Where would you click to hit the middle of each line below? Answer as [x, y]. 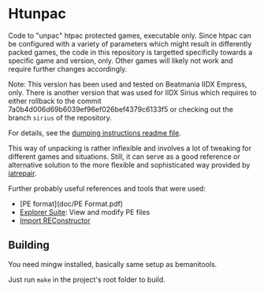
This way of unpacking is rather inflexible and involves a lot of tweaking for [130, 148]
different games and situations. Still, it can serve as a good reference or [124, 156]
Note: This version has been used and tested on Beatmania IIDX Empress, [128, 84]
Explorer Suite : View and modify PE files [85, 212]
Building [29, 245]
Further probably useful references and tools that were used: [107, 188]
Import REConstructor [55, 220]
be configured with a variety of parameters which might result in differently [130, 43]
